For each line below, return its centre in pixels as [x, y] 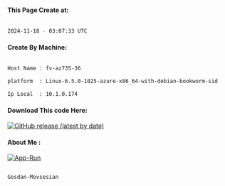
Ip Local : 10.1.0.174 [43, 94]
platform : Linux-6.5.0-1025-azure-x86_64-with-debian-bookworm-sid [113, 82]
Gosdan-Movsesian [33, 177]
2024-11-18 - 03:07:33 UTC [47, 31]
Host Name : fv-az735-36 [44, 69]
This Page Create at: [38, 10]
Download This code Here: [47, 110]
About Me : [24, 142]
